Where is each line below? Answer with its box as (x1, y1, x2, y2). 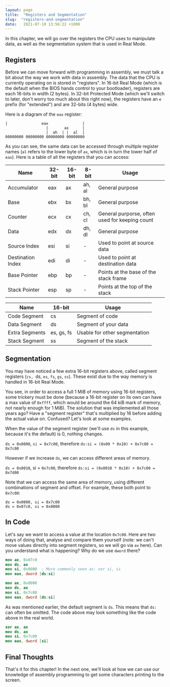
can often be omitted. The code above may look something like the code (5, 609, 156, 615)
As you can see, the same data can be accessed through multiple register (5, 143, 159, 150)
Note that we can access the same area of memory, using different (5, 479, 145, 485)
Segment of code (76, 313, 118, 320)
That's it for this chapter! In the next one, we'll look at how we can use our (5, 666, 160, 672)
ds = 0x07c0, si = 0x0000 (5, 504, 60, 509)
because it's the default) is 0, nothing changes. (5, 431, 104, 437)
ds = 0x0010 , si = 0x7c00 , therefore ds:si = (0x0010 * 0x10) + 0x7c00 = (5, 465, 155, 471)
